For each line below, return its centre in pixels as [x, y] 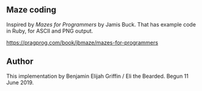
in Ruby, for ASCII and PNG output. [50, 31]
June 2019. [20, 82]
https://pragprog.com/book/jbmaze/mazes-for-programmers [82, 42]
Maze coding [31, 10]
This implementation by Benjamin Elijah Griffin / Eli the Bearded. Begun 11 [98, 76]
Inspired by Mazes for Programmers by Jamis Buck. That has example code [101, 24]
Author [20, 62]
